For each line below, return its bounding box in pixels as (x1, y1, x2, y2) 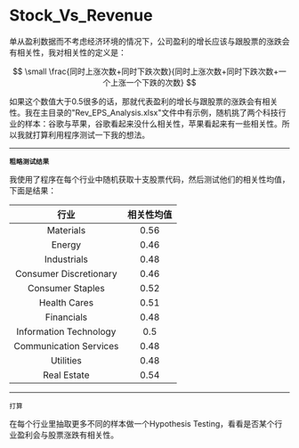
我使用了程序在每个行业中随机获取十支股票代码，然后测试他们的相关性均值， (9, 174, 290, 184)
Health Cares (38, 296, 94, 308)
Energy (51, 238, 82, 250)
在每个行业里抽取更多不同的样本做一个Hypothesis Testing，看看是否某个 (9, 418, 275, 428)
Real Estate (43, 369, 90, 381)
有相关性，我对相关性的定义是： (9, 46, 126, 58)
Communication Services (13, 339, 119, 352)
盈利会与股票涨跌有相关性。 (16, 429, 118, 440)
